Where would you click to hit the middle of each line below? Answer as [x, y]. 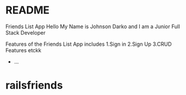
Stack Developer [26, 32]
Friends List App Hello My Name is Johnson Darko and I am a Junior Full [93, 26]
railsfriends [34, 85]
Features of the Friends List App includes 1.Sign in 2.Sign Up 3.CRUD [89, 44]
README [28, 10]
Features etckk [23, 50]
